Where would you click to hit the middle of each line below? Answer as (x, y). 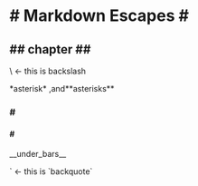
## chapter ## (50, 49)
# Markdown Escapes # (99, 16)
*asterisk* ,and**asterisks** (62, 88)
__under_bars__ (38, 154)
